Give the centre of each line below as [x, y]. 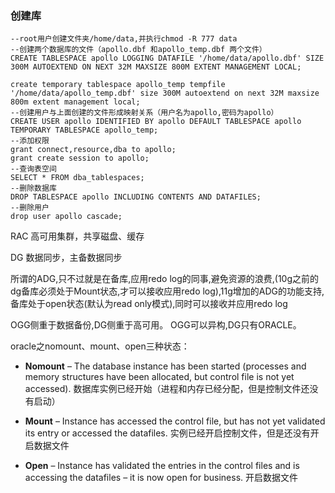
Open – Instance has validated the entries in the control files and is [162, 466]
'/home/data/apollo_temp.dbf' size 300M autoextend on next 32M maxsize [165, 93]
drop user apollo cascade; [66, 217]
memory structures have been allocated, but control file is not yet [159, 377]
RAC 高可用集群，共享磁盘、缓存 [77, 236]
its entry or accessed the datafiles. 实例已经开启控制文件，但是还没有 [167, 433]
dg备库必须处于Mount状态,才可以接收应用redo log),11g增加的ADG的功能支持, [167, 291]
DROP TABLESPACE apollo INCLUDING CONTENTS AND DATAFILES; [136, 197]
